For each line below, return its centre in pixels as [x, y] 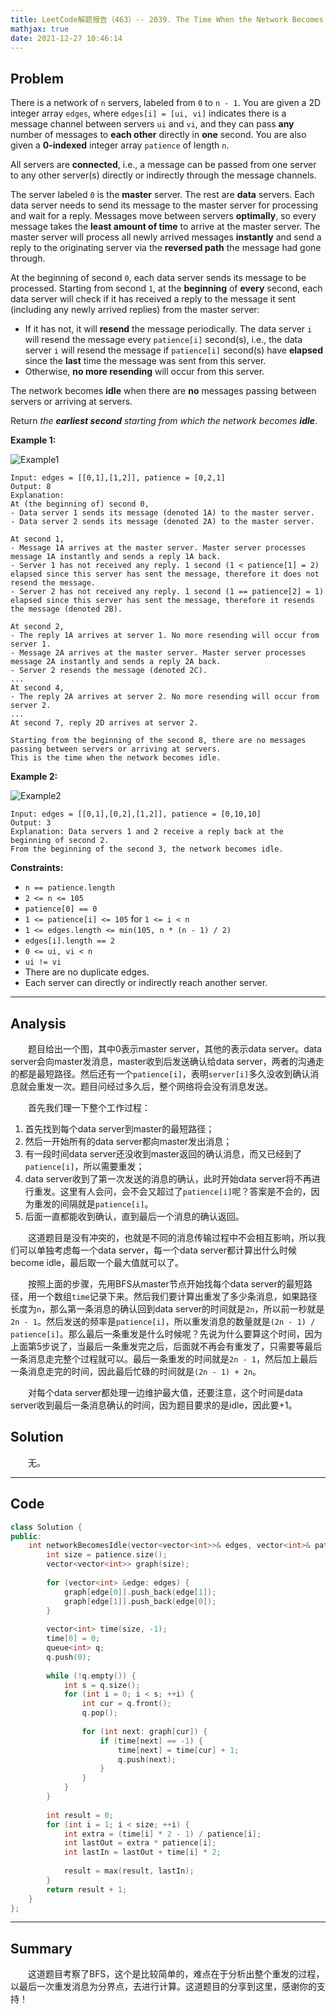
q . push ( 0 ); [69, 1657]
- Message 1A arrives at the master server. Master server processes [158, 548]
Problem [37, 78]
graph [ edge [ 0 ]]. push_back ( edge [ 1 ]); [140, 1592]
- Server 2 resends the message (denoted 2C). [109, 671]
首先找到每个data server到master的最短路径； [119, 1129]
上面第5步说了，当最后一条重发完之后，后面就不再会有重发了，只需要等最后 [166, 1346]
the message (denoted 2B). [66, 609]
